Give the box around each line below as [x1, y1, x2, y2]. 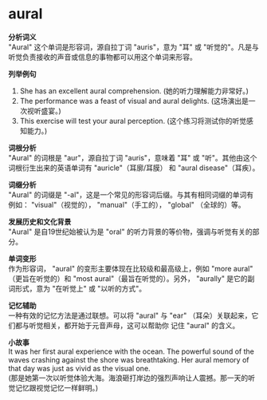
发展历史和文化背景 [8, 216, 72, 226]
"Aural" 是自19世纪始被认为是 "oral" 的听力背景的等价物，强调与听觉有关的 [8, 227, 253, 236]
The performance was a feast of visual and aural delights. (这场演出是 [19, 96, 249, 105]
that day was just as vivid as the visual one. [8, 363, 151, 373]
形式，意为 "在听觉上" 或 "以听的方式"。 [14, 283, 146, 293]
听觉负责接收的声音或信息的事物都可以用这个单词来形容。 [8, 52, 197, 61]
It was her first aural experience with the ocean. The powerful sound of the [8, 347, 255, 356]
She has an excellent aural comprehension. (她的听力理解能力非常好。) [19, 85, 249, 96]
